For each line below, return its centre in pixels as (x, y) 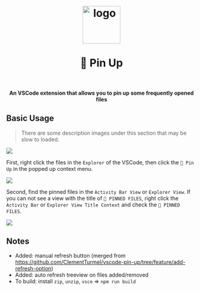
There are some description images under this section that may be (104, 133)
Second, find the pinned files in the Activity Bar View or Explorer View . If (98, 191)
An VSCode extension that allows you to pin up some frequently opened (102, 93)
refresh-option (33, 269)
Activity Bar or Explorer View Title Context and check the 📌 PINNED (93, 205)
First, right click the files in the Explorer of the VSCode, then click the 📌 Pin (100, 162)
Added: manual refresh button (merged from (70, 256)
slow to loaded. (40, 139)
